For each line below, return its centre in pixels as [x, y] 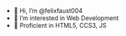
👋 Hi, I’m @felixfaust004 [48, 11]
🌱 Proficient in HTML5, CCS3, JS [60, 25]
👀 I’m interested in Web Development [66, 18]
